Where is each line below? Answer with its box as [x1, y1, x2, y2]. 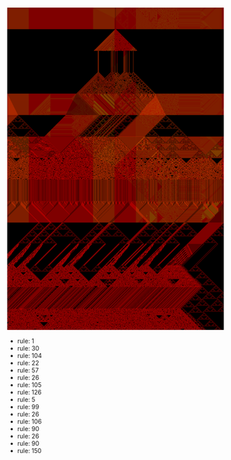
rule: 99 [16, 403, 40, 411]
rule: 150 [16, 447, 42, 455]
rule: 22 [16, 359, 39, 367]
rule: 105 [16, 381, 42, 389]
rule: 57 [16, 366, 39, 375]
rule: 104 [16, 352, 43, 360]
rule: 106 [16, 417, 43, 426]
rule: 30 [16, 344, 40, 353]
